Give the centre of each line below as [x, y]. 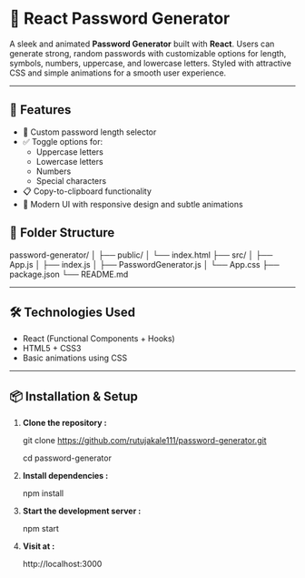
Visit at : [39, 546]
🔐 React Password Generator [120, 19]
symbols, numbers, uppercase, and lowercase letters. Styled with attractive [151, 63]
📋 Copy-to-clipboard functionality [87, 191]
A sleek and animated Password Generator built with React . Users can [142, 44]
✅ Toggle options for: [62, 141]
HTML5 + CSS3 [52, 349]
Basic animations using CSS [75, 358]
